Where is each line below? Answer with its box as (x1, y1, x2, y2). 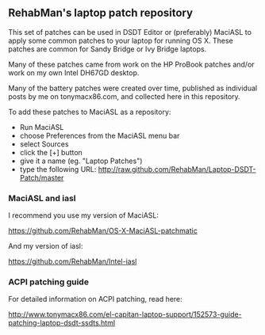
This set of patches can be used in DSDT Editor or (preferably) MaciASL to (8, 27, 252, 36)
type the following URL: (19, 164, 97, 173)
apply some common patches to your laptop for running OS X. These (8, 36, 233, 45)
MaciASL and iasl (8, 192, 76, 204)
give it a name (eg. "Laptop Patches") (19, 156, 143, 166)
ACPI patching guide (8, 276, 90, 287)
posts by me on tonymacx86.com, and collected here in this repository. (8, 91, 240, 101)
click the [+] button (19, 147, 83, 157)
